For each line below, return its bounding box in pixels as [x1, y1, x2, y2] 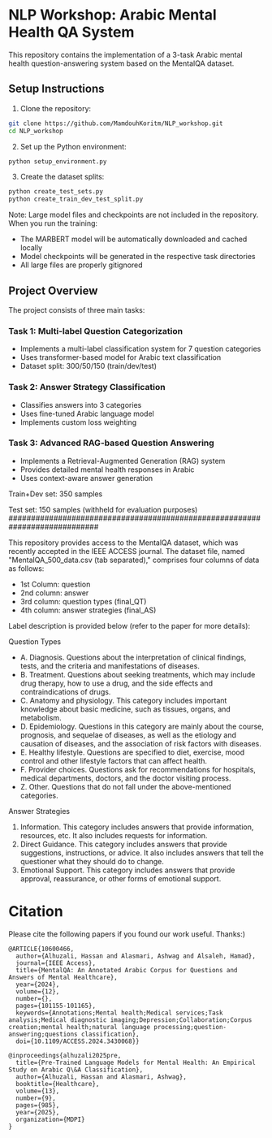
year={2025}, [15, 1108, 60, 1116]
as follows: [8, 563, 45, 573]
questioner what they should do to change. [19, 856, 164, 866]
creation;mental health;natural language [8, 1023, 151, 1031]
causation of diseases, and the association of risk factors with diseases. [19, 738, 262, 748]
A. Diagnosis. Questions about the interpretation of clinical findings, [19, 652, 247, 662]
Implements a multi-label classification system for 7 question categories [19, 344, 261, 354]
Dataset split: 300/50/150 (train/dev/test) [19, 361, 157, 371]
